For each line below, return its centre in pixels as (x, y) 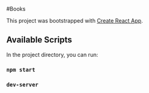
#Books (16, 9)
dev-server (22, 84)
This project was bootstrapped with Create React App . (75, 20)
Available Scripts (39, 40)
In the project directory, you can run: (52, 54)
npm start (21, 69)
